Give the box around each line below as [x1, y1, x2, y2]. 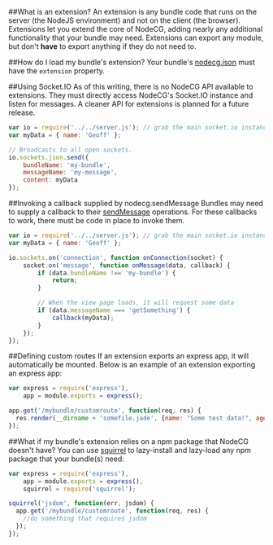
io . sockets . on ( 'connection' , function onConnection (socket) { [8, 253, 223, 262]
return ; [51, 276, 79, 284]
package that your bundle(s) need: [8, 454, 124, 464]
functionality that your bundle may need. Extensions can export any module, [8, 33, 264, 42]
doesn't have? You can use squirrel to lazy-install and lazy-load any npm [8, 445, 252, 455]
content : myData [23, 176, 79, 184]
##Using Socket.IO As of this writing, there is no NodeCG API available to [8, 81, 253, 91]
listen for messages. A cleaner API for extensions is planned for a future [8, 99, 249, 108]
